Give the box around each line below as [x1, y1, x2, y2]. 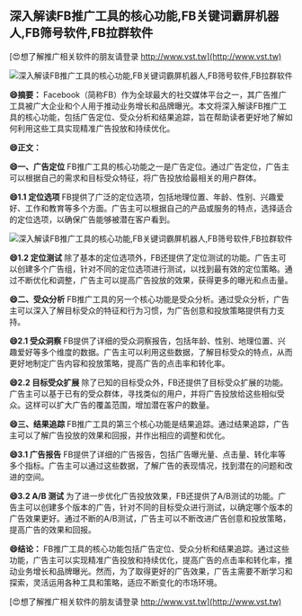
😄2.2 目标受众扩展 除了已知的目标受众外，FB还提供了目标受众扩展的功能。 [9, 377, 289, 388]
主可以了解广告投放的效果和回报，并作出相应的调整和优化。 [9, 430, 230, 441]
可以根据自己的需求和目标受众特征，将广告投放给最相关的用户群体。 [9, 172, 262, 183]
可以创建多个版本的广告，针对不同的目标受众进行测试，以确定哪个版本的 [24, 502, 293, 513]
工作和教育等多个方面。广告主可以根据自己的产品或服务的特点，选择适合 [24, 202, 293, 213]
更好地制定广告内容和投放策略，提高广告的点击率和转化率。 [9, 358, 230, 369]
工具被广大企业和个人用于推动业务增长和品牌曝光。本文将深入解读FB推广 [9, 100, 280, 111]
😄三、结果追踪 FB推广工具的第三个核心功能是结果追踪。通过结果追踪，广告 [9, 418, 289, 429]
